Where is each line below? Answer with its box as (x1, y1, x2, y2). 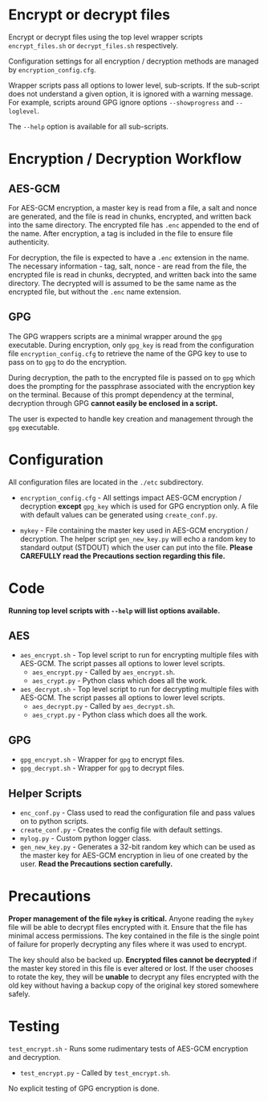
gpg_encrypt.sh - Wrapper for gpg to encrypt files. (19, 755, 185, 764)
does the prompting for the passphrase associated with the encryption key (8, 381, 255, 391)
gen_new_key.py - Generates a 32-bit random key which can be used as (19, 842, 255, 852)
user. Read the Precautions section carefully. (19, 859, 173, 869)
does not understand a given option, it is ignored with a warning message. (8, 88, 254, 98)
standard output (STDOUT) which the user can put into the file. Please (19, 542, 253, 552)
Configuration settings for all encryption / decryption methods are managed (8, 56, 259, 66)
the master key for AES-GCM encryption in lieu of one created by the (19, 850, 249, 861)
